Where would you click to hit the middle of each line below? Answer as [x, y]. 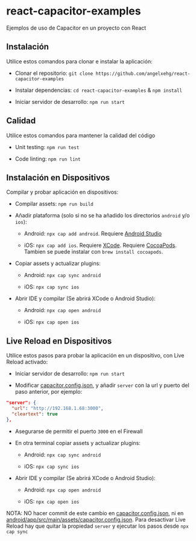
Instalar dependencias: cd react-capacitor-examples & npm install [99, 90]
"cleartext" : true [35, 414]
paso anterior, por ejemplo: [49, 392]
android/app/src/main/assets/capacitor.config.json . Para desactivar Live [96, 519]
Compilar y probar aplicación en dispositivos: [62, 192]
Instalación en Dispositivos [58, 177]
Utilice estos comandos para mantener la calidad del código [81, 135]
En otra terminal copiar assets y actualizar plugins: [77, 443]
